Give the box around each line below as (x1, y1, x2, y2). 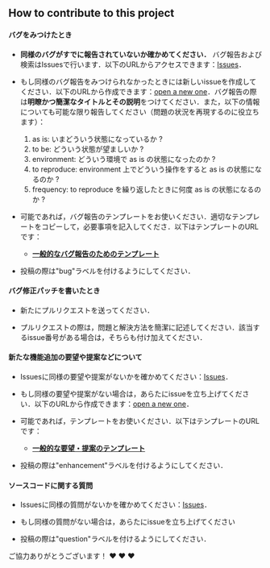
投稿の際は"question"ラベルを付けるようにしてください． (19, 534, 211, 544)
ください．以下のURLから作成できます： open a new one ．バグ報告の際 (19, 86, 257, 96)
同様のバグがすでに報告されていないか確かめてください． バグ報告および (19, 49, 263, 59)
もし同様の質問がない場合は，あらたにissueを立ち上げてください (19, 517, 235, 527)
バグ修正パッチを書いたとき (8, 286, 101, 296)
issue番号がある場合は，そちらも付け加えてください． (27, 332, 207, 342)
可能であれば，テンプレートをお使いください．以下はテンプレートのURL (19, 417, 260, 425)
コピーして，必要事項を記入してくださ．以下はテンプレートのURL (41, 222, 260, 231)
